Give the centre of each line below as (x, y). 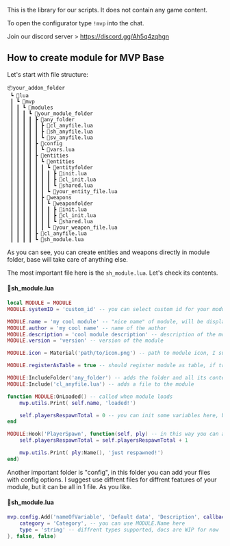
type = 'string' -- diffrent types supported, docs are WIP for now (119, 530)
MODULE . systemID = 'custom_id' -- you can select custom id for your (108, 309)
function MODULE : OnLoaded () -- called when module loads (90, 397)
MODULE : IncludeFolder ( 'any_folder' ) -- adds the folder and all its (107, 378)
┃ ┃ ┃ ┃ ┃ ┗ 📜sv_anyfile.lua (52, 137)
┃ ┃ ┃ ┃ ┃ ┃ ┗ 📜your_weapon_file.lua (64, 227)
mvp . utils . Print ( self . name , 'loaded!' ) (78, 403)
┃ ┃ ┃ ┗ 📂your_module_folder (52, 113)
